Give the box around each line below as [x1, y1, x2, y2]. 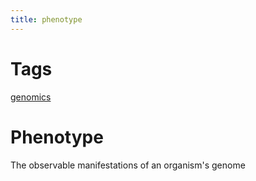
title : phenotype [10, 14, 83, 25]
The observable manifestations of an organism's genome [10, 159, 246, 171]
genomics [10, 91, 52, 103]
